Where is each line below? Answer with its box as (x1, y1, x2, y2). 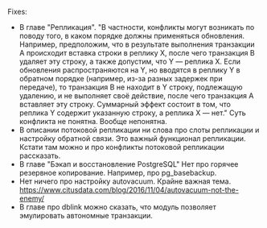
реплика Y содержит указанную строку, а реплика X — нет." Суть (18, 108, 246, 118)
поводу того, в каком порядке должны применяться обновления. (18, 31, 245, 40)
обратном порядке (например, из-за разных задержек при (18, 74, 223, 83)
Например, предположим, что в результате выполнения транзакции (18, 39, 255, 49)
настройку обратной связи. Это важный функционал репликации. (18, 134, 246, 143)
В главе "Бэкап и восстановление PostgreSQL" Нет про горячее (18, 160, 239, 168)
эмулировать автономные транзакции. (18, 211, 154, 220)
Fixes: (7, 7, 27, 16)
